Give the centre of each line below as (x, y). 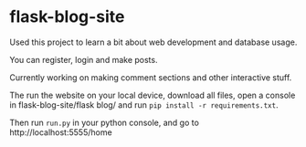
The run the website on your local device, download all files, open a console (153, 95)
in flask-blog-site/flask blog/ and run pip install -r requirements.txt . (144, 105)
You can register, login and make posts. (84, 59)
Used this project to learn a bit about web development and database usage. (153, 42)
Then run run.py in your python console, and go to (104, 122)
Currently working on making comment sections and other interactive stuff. (151, 77)
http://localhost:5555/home (61, 132)
